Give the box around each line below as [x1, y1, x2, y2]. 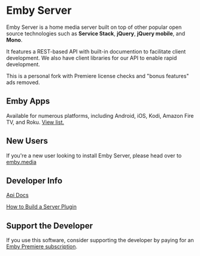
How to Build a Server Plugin [6, 203, 77, 210]
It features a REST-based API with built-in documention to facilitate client [6, 47, 186, 55]
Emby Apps [6, 96, 50, 106]
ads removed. [6, 79, 40, 86]
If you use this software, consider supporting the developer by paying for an [6, 237, 194, 244]
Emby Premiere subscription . [6, 243, 78, 250]
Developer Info [6, 175, 63, 186]
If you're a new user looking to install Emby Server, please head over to [6, 151, 182, 159]
